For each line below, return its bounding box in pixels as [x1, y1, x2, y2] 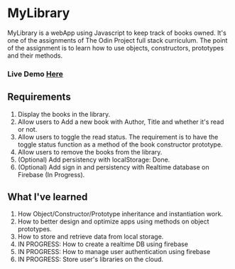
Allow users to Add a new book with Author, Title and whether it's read [17, 117, 224, 126]
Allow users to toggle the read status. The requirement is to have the [17, 132, 219, 141]
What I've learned [7, 191, 88, 204]
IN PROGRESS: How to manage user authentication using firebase [17, 248, 211, 256]
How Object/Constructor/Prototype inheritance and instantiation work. [17, 210, 224, 218]
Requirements [7, 91, 71, 103]
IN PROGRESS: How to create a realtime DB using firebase [17, 240, 188, 248]
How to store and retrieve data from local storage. [17, 233, 164, 241]
